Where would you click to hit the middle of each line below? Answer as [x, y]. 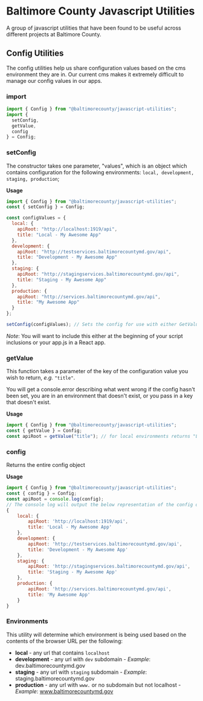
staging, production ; [33, 178]
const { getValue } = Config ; [44, 431]
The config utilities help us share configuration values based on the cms [96, 68]
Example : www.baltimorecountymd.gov [64, 691]
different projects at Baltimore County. [54, 34]
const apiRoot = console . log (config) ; [55, 499]
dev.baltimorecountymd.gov [50, 665]
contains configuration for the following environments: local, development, [100, 172]
